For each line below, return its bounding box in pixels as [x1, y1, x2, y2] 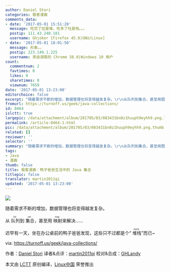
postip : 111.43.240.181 [10, 31, 60, 36]
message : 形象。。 [10, 45, 44, 50]
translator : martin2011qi [5, 176, 60, 182]
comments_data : [5, 17, 37, 22]
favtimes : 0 [10, 69, 35, 74]
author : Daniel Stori [5, 7, 51, 13]
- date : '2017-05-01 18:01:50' [5, 40, 71, 46]
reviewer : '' [5, 134, 33, 140]
